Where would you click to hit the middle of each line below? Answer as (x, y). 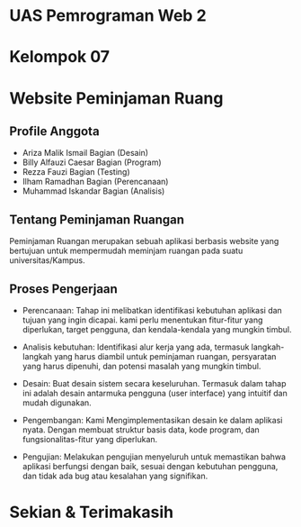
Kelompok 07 (60, 57)
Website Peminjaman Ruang (116, 98)
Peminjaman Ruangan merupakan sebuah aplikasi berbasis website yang (144, 241)
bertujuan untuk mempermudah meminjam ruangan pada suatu (126, 251)
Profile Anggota (55, 131)
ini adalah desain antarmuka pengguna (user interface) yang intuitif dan (155, 393)
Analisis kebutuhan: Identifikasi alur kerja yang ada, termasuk (136, 347)
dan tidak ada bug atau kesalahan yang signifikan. (115, 476)
